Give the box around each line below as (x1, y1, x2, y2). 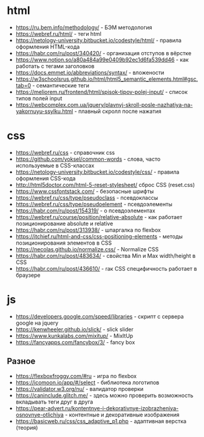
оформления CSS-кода (15, 174, 76, 182)
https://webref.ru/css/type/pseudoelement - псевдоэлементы (15, 200, 172, 208)
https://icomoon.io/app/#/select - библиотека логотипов (15, 379, 160, 386)
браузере (15, 271, 41, 279)
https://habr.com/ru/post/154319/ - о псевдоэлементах (15, 207, 155, 214)
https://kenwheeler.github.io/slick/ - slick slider (15, 325, 134, 333)
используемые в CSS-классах (15, 161, 95, 169)
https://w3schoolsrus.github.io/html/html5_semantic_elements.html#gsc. (15, 75, 198, 83)
